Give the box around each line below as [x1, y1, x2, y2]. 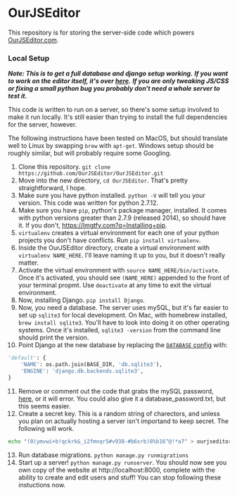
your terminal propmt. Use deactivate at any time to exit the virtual [18, 281, 212, 289]
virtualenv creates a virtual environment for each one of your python [18, 229, 219, 237]
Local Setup [8, 53, 50, 63]
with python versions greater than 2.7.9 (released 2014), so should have [18, 213, 226, 223]
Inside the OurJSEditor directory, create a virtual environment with [18, 244, 210, 252]
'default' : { [8, 354, 46, 362]
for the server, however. [8, 120, 77, 129]
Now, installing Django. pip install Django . [18, 296, 145, 304]
